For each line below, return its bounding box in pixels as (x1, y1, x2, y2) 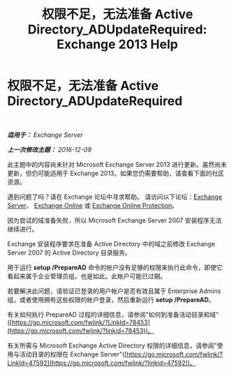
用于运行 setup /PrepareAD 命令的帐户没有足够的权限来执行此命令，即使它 (7, 263, 224, 271)
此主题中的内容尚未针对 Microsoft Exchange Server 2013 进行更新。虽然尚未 (7, 160, 227, 168)
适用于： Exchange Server (7, 130, 83, 139)
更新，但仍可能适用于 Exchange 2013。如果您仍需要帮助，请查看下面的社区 (7, 169, 225, 177)
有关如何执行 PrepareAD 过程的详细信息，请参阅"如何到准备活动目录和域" (7, 310, 219, 318)
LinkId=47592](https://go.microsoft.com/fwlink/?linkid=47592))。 (7, 359, 197, 367)
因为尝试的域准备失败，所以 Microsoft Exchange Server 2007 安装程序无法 (7, 216, 222, 224)
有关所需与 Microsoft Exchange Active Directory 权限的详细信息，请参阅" (7, 341, 217, 350)
